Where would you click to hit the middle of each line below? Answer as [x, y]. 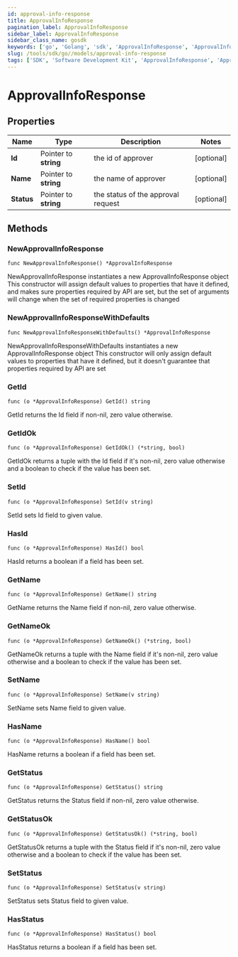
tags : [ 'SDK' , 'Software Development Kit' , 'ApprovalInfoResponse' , [110, 60]
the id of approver [124, 158]
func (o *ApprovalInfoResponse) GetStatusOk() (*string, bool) [103, 834]
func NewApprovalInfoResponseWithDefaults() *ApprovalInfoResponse [109, 332]
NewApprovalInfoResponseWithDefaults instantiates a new [93, 346]
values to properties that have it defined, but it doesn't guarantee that [109, 360]
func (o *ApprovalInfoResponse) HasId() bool [75, 548]
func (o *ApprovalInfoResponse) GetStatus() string [85, 787]
